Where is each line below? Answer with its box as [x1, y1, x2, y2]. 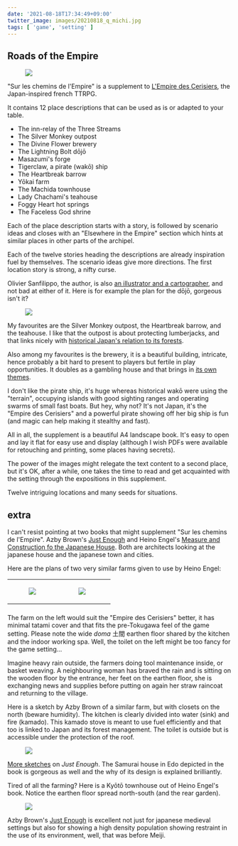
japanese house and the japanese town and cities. [7, 551, 154, 558]
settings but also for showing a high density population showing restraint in [7, 823, 227, 832]
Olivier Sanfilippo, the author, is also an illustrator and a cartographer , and [7, 279, 223, 288]
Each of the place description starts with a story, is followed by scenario [7, 222, 219, 230]
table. [7, 111, 24, 119]
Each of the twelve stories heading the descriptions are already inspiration [7, 250, 225, 259]
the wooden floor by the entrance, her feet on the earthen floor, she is [7, 674, 212, 683]
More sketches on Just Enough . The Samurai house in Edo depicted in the [7, 760, 225, 769]
